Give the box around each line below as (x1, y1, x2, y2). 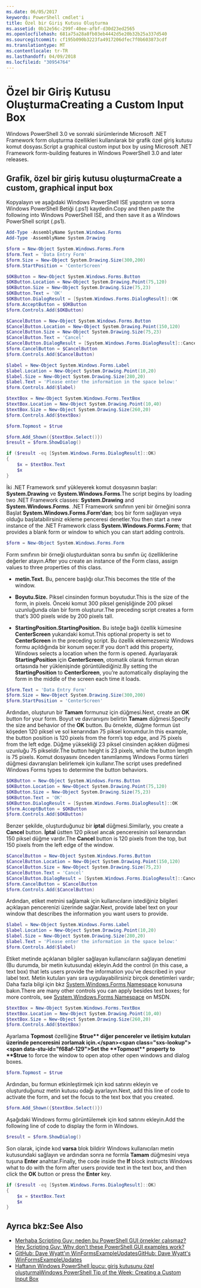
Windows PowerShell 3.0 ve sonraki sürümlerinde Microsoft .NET (6, 130, 167, 138)
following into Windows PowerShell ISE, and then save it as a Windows (6, 212, 181, 219)
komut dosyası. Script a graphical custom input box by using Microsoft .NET (6, 143, 193, 150)
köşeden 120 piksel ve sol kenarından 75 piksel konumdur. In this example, (6, 728, 188, 735)
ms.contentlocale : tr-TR (6, 48, 68, 54)
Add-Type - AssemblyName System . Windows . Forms (6, 230, 121, 236)
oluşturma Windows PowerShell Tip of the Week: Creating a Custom (14, 1269, 181, 1276)
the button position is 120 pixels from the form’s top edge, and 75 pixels (6, 734, 182, 742)
